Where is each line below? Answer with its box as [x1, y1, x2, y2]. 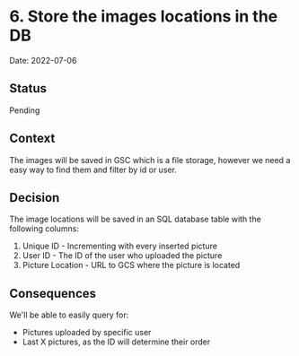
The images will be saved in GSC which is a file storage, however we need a [9, 154, 291, 165]
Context [9, 131, 56, 146]
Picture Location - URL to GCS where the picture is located [22, 260, 241, 271]
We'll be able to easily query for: [9, 309, 129, 320]
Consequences [9, 285, 97, 301]
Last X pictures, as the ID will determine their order [22, 336, 211, 347]
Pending [9, 105, 40, 116]
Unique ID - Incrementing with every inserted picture [22, 240, 218, 252]
